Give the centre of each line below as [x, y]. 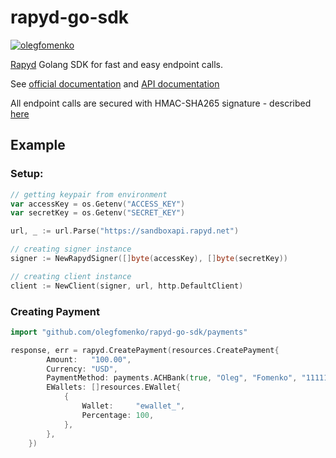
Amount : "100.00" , [89, 359]
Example [38, 145]
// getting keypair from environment [89, 194]
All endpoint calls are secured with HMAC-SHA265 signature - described [161, 103]
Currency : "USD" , [82, 369]
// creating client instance [71, 276]
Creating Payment [55, 311]
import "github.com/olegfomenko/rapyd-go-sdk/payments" [129, 332]
